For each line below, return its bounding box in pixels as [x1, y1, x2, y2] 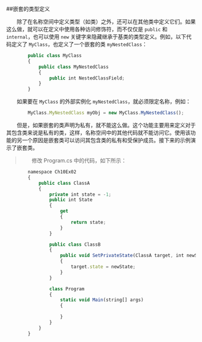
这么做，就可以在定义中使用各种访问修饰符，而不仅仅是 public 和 [6, 26, 168, 33]
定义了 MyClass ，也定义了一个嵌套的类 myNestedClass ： [11, 41, 148, 48]
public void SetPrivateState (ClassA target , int [60, 252, 185, 259]
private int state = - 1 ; [49, 191, 112, 197]
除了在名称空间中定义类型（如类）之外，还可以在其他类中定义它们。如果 [17, 18, 196, 25]
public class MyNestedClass [38, 64, 109, 70]
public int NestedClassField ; [49, 75, 125, 81]
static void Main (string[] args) [60, 297, 144, 303]
